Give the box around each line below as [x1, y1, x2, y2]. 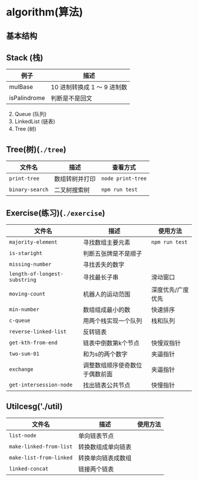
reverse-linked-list [9, 328, 67, 335]
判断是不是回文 [51, 94, 93, 102]
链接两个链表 [78, 465, 114, 473]
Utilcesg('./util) [6, 402, 63, 412]
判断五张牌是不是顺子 [82, 250, 143, 258]
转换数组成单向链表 [78, 443, 131, 451]
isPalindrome [9, 94, 45, 102]
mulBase [9, 83, 34, 91]
